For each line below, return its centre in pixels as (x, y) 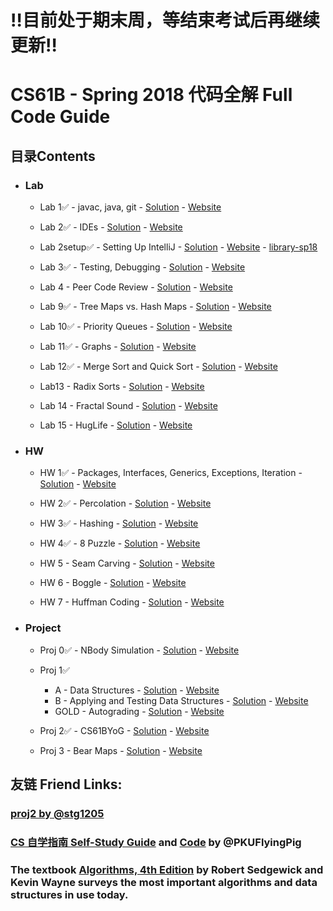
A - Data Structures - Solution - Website (137, 690)
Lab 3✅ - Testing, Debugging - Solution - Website (142, 267)
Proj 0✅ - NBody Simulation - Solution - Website (139, 650)
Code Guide (60, 117)
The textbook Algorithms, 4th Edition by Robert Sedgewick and (167, 869)
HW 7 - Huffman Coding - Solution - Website (132, 602)
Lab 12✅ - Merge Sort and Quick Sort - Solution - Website (158, 367)
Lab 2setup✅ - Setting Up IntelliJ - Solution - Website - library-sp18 (178, 247)
